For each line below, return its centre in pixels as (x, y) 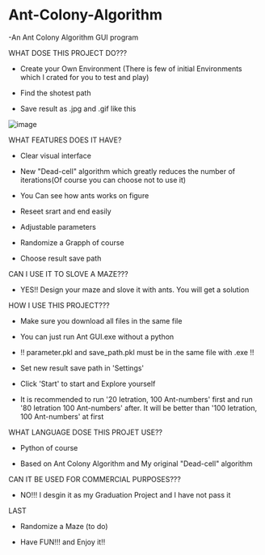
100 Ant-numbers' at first (62, 416)
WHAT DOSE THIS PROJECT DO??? (68, 53)
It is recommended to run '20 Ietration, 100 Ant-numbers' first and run (136, 399)
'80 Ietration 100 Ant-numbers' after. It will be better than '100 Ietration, (139, 408)
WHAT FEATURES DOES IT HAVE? (65, 140)
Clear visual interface (55, 155)
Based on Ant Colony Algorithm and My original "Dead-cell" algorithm (136, 464)
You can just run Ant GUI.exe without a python (97, 337)
